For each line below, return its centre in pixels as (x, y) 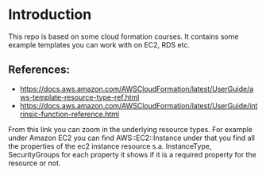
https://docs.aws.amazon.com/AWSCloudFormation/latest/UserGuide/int (139, 105)
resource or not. (35, 163)
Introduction (50, 15)
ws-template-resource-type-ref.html (79, 97)
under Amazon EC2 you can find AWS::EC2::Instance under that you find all (132, 138)
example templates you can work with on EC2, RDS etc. (99, 44)
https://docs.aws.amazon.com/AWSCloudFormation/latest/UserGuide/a (137, 89)
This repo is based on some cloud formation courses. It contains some (123, 36)
